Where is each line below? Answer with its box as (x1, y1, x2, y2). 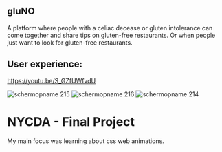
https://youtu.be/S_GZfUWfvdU (7, 76, 96, 85)
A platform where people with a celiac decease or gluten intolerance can (7, 23, 213, 32)
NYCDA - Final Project (7, 113, 135, 129)
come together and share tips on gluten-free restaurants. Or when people (7, 31, 216, 39)
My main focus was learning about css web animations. (7, 137, 165, 145)
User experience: (7, 58, 82, 70)
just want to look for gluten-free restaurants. (7, 38, 133, 47)
